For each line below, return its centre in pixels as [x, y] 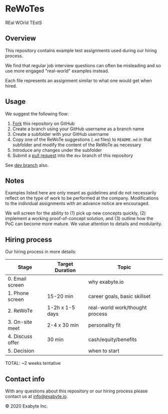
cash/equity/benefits [112, 340]
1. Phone [18, 293]
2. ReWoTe [20, 311]
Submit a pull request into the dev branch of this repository [73, 155]
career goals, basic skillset [119, 296]
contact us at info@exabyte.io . [37, 396]
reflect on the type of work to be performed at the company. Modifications [82, 198]
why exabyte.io [106, 282]
